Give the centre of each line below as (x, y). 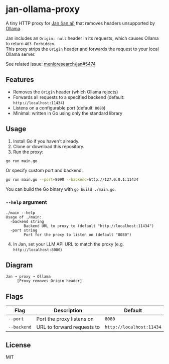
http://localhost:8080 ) (37, 249)
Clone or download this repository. (49, 146)
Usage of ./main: (24, 217)
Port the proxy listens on (65, 319)
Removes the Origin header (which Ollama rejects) (65, 92)
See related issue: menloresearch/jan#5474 (51, 64)
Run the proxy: (28, 152)
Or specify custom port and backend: (44, 170)
